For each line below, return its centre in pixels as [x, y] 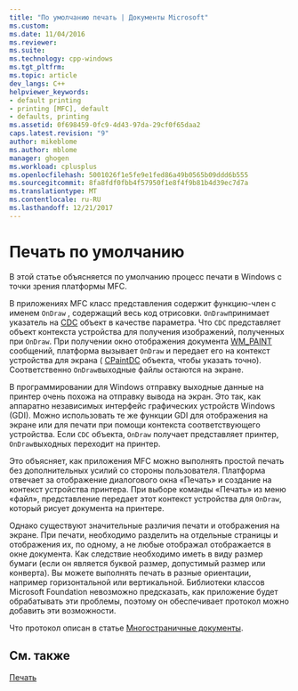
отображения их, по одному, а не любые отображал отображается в [140, 544]
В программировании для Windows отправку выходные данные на [137, 386]
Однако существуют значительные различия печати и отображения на [145, 525]
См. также [40, 656]
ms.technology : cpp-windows [61, 59]
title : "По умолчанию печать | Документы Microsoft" [109, 17]
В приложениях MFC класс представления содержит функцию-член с [143, 303]
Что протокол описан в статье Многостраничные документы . [126, 628]
